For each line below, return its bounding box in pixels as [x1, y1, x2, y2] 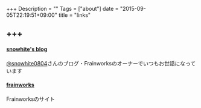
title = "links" [58, 11, 91, 19]
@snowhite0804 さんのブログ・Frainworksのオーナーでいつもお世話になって [6, 59, 196, 67]
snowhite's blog [6, 45, 48, 53]
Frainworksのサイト [6, 95, 56, 103]
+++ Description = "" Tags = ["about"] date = [6, 5, 119, 12]
